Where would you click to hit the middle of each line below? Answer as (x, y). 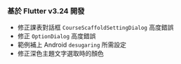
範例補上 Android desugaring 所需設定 (72, 45)
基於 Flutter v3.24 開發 (46, 10)
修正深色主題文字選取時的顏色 (60, 54)
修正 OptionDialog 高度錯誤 (56, 36)
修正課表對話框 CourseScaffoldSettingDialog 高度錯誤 (95, 27)
